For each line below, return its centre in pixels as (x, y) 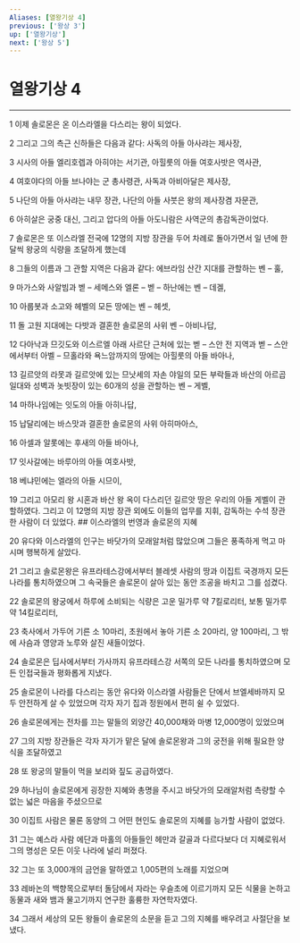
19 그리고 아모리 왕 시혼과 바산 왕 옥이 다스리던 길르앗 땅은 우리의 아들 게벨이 (143, 500)
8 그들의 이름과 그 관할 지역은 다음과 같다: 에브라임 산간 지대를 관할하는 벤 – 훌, (146, 268)
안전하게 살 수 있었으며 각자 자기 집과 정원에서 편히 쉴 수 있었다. (129, 703)
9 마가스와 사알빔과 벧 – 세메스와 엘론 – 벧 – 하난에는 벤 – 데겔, (118, 288)
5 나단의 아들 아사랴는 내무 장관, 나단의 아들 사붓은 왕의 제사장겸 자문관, (134, 200)
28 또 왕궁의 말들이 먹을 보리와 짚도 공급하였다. (92, 771)
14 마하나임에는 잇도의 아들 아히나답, (73, 405)
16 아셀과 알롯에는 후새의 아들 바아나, (74, 442)
